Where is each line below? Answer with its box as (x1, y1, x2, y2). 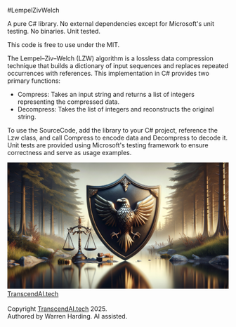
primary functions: (7, 76, 61, 85)
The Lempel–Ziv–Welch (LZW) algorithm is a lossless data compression (7, 54, 214, 62)
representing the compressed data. (17, 98, 120, 106)
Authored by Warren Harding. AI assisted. (7, 312, 128, 320)
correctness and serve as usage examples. (7, 149, 132, 156)
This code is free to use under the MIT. (7, 41, 120, 48)
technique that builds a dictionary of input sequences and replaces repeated (7, 62, 228, 69)
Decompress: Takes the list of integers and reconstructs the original (17, 105, 214, 113)
